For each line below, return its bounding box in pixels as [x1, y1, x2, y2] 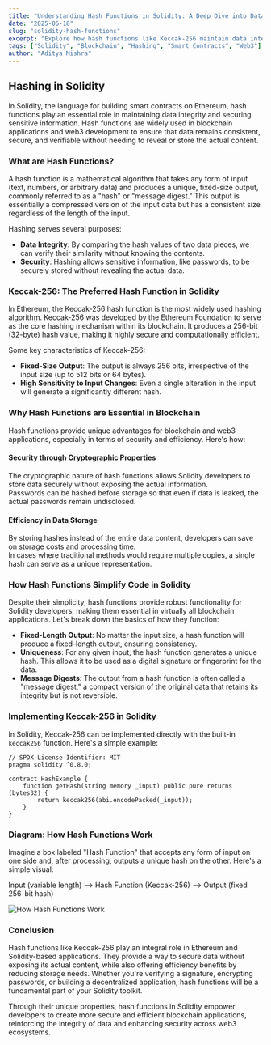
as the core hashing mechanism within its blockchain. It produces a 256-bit [8, 321, 258, 331]
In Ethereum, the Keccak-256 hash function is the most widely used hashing [8, 304, 262, 314]
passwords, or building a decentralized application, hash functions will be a [8, 977, 259, 988]
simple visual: [8, 864, 54, 874]
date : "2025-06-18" [8, 19, 74, 28]
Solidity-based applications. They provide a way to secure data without [8, 952, 245, 962]
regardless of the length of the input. [8, 208, 131, 219]
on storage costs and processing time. [8, 542, 136, 551]
